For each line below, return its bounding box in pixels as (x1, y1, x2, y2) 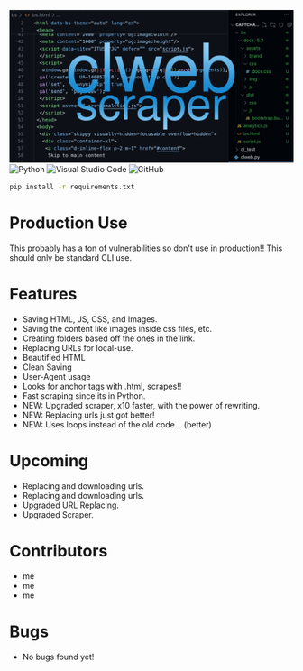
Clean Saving (22, 362, 72, 372)
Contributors (9, 541, 108, 562)
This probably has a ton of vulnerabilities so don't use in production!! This (9, 243, 283, 253)
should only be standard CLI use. (9, 253, 133, 262)
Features (9, 284, 78, 305)
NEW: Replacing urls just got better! (22, 409, 155, 420)
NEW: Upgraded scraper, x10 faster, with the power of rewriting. (22, 400, 261, 410)
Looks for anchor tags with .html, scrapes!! (22, 381, 182, 391)
